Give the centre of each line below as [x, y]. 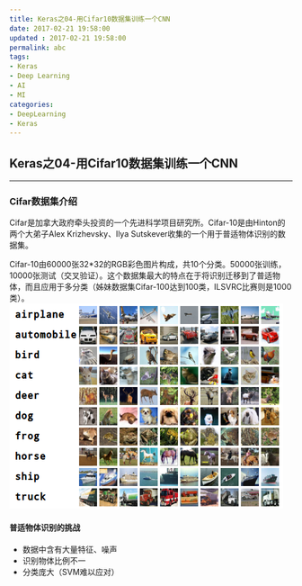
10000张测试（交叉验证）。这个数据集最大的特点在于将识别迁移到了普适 [141, 275]
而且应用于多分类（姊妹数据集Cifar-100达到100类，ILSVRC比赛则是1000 [158, 287]
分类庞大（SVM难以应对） [71, 572]
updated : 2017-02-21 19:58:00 [68, 38]
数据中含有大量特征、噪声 [70, 549]
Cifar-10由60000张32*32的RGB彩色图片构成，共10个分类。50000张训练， [148, 265]
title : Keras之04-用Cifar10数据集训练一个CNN [90, 19]
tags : [19, 57]
